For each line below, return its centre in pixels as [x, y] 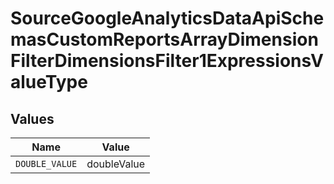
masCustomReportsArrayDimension [164, 39]
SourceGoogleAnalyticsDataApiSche [167, 18]
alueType [49, 82]
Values [32, 118]
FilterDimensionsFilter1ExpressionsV [167, 61]
